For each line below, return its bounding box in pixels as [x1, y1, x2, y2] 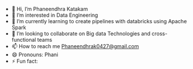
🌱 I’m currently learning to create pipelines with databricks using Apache [11, 18, 187, 24]
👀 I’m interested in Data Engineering [11, 12, 98, 19]
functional [11, 37, 36, 43]
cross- [151, 30, 168, 37]
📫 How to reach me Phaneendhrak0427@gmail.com [11, 43, 139, 49]
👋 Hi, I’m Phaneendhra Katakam [11, 6, 88, 12]
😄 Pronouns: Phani [11, 51, 58, 58]
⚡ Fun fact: [11, 58, 38, 64]
